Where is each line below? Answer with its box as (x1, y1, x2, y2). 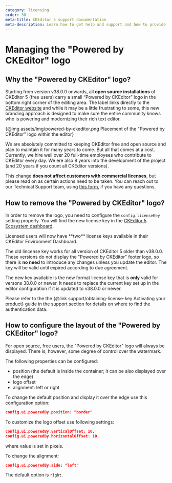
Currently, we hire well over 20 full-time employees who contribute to (5, 152, 152, 158)
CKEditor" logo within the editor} (5, 131, 74, 137)
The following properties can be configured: (5, 358, 98, 364)
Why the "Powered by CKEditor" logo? (5, 75, 131, 83)
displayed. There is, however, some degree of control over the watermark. (5, 348, 162, 354)
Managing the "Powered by (5, 44, 124, 55)
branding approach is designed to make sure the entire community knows (5, 111, 161, 117)
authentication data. (5, 306, 48, 312)
